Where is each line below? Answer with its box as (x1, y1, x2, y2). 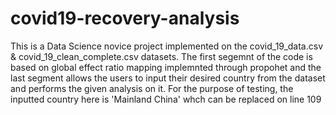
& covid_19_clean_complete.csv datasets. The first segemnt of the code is (10, 50, 313, 62)
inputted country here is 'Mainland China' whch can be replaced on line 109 (10, 93, 322, 105)
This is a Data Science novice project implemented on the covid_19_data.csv (10, 40, 324, 52)
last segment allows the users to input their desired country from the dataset (10, 72, 326, 84)
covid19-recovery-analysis (10, 7, 240, 30)
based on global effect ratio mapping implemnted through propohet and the (10, 61, 322, 73)
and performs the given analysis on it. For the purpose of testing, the (10, 82, 294, 94)
